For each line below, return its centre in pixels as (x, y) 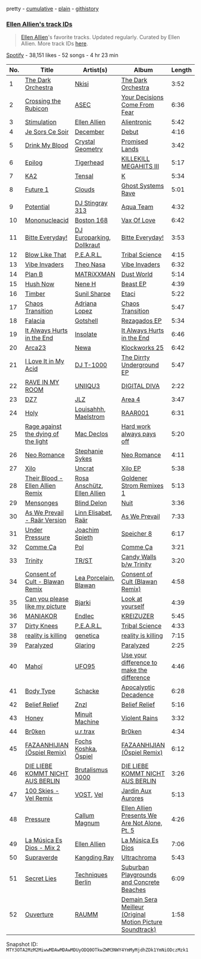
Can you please (47, 599)
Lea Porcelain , (95, 578)
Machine (87, 722)
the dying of (42, 434)
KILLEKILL (135, 159)
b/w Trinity (136, 564)
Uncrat (84, 468)
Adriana (86, 303)
